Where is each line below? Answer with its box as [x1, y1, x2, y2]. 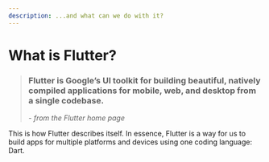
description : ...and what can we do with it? [8, 11, 163, 20]
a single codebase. [27, 95, 105, 106]
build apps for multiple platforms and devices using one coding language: [8, 137, 252, 147]
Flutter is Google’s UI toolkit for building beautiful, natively [27, 75, 261, 86]
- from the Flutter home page [27, 113, 125, 123]
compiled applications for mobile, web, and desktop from [27, 85, 256, 96]
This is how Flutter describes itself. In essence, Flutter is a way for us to [8, 129, 246, 139]
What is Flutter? [8, 46, 117, 64]
